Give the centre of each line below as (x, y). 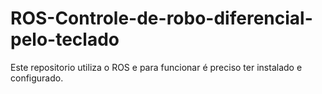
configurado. (37, 78)
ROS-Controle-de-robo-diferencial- (161, 18)
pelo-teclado (65, 39)
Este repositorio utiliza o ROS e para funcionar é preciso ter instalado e (156, 67)
